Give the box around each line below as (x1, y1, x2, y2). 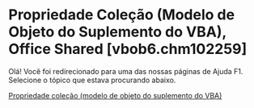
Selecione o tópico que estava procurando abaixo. (8, 75, 176, 85)
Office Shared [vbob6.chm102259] (8, 40, 248, 58)
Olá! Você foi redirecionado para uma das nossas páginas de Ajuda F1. (8, 66, 243, 76)
